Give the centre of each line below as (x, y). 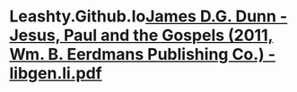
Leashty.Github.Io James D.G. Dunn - (148, 17)
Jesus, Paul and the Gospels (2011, (141, 35)
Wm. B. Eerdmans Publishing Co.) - (143, 54)
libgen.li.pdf (56, 74)
